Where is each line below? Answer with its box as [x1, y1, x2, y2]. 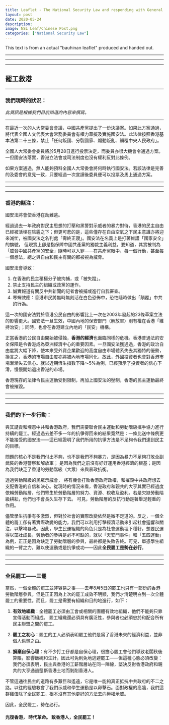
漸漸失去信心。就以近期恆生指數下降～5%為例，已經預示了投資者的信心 [9, 360, 158, 366]
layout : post [5, 12, 33, 17]
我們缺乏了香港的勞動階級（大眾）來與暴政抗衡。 [9, 466, 111, 472]
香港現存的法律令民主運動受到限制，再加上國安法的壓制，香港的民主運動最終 [5, 377, 164, 383]
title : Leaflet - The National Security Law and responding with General [5, 7, 163, 13]
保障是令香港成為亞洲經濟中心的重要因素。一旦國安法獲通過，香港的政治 [9, 341, 159, 347]
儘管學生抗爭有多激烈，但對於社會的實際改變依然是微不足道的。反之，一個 [5, 513, 159, 519]
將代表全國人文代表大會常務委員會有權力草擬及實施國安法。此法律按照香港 [5, 131, 159, 137]
